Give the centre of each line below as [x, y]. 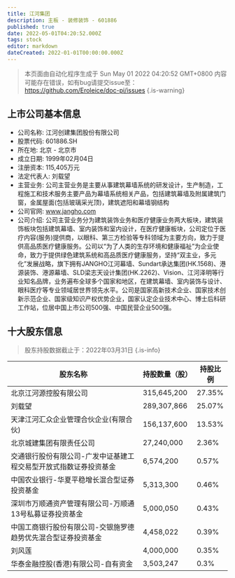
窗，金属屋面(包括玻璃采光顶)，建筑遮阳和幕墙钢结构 [93, 202]
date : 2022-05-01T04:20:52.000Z [54, 33]
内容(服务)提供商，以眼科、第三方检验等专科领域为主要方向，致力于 [121, 237]
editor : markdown [33, 46]
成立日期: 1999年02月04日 [55, 158]
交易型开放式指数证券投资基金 [67, 467]
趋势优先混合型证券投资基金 [57, 537]
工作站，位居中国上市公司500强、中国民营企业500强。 [96, 307]
